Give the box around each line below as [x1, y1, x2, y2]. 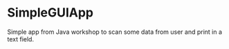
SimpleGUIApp [7, 5, 93, 21]
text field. [7, 35, 35, 43]
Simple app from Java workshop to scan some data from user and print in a [7, 28, 223, 36]
